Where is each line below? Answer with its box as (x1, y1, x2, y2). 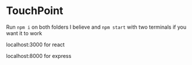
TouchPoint (6, 4, 63, 18)
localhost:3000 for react (6, 41, 65, 48)
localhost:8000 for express (6, 52, 72, 59)
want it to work (6, 29, 42, 36)
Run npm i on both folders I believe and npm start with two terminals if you (6, 23, 187, 30)
